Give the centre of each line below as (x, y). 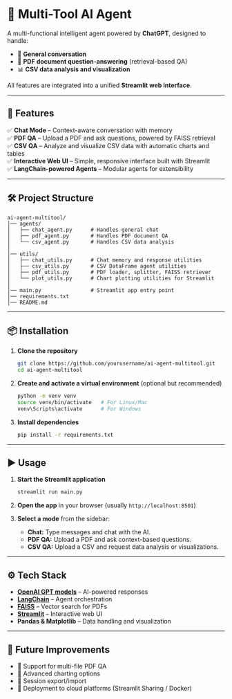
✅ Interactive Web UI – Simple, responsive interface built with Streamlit (109, 161)
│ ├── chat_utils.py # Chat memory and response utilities (105, 260)
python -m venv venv (47, 396)
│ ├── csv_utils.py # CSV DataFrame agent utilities (97, 266)
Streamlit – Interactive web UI (59, 614)
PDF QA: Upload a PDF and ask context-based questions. (109, 540)
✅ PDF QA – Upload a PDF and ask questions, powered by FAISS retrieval (112, 138)
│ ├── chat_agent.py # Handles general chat (83, 230)
